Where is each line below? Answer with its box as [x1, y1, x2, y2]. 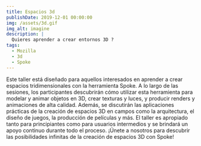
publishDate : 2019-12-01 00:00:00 [6, 14, 93, 20]
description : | [6, 31, 44, 37]
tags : [6, 43, 20, 49]
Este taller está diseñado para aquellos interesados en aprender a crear [6, 76, 183, 83]
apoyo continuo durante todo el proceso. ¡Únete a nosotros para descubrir [6, 127, 190, 134]
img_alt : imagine [6, 25, 50, 32]
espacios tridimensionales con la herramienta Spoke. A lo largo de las [6, 82, 179, 89]
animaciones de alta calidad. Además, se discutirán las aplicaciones [6, 101, 175, 108]
